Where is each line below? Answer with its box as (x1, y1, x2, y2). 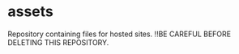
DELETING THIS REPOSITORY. (7, 37, 109, 47)
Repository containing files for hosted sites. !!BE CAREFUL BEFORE (7, 29, 232, 39)
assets (7, 2, 54, 21)
